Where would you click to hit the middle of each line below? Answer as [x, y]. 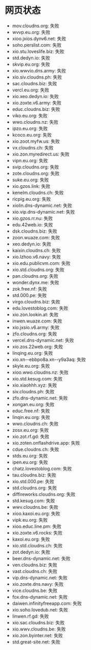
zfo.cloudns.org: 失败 [35, 334]
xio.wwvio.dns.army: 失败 [39, 70]
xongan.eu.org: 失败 [33, 404]
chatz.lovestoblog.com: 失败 [42, 468]
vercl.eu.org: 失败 [31, 90]
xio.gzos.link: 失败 [31, 186]
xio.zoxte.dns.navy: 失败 [38, 584]
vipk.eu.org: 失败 [30, 520]
